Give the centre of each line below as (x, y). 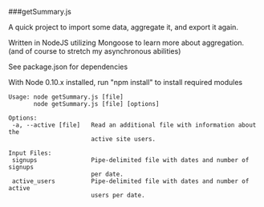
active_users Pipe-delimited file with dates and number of (130, 181)
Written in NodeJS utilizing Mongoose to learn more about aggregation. (126, 43)
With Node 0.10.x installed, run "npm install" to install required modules (126, 82)
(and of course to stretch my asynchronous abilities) (95, 51)
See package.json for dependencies (68, 67)
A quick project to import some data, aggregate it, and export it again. (124, 27)
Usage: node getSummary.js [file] (66, 97)
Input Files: (30, 153)
